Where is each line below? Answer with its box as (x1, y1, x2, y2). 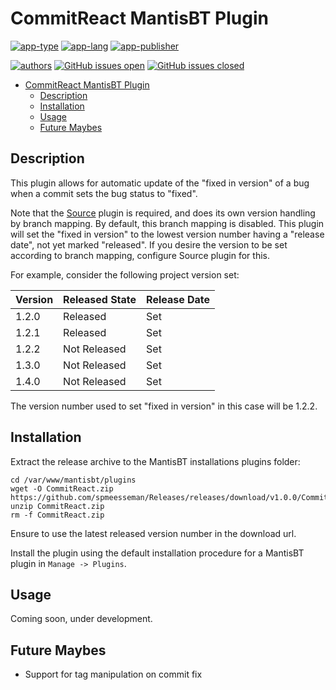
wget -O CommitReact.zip (10, 483, 114, 494)
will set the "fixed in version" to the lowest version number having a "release (10, 228, 325, 240)
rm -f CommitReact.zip (10, 510, 105, 520)
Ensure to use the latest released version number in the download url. (10, 527, 297, 539)
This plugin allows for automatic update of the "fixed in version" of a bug (10, 177, 310, 189)
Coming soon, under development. (10, 613, 153, 625)
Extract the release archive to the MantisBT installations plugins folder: (10, 455, 301, 467)
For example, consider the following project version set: (10, 268, 240, 281)
